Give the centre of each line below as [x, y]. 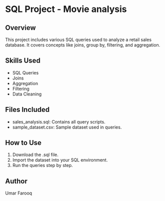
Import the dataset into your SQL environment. [60, 160]
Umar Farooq [19, 193]
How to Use [23, 143]
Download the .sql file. [35, 155]
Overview [21, 28]
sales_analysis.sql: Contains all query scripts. [59, 121]
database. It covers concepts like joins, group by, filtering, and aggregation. [83, 45]
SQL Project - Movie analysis [66, 9]
